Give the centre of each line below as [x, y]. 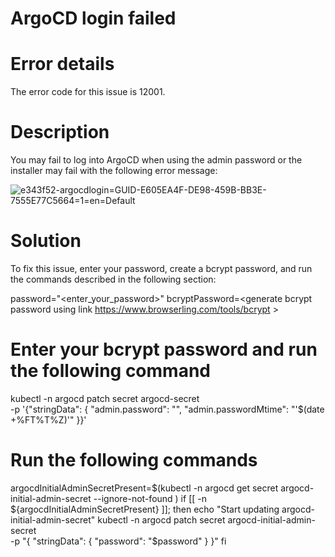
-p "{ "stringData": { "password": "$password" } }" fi [118, 541]
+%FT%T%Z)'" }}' [48, 419]
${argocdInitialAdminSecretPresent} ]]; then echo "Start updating [145, 509]
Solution [46, 241]
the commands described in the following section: [113, 279]
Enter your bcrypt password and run [164, 349]
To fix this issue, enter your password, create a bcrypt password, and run [161, 268]
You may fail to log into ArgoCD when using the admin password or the [156, 160]
